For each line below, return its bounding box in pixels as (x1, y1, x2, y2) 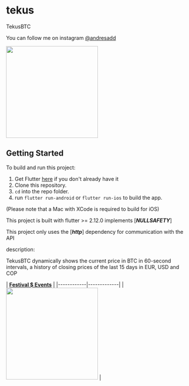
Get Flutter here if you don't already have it (14, 175, 119, 182)
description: (6, 246, 35, 253)
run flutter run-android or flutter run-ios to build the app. (14, 194, 163, 201)
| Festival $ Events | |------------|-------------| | (6, 281, 124, 288)
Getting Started (6, 148, 64, 159)
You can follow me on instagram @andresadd (6, 34, 116, 41)
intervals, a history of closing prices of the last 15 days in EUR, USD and (6, 263, 180, 270)
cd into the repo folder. (14, 187, 69, 194)
